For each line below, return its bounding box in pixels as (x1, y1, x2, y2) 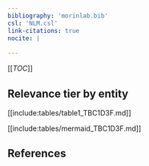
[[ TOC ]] (7, 63, 33, 73)
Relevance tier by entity (7, 87, 129, 100)
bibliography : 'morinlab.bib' (7, 11, 109, 20)
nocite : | (7, 34, 41, 43)
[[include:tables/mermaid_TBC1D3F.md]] (7, 123, 142, 133)
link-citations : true (7, 26, 80, 34)
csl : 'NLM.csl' (7, 19, 58, 27)
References (7, 147, 66, 160)
